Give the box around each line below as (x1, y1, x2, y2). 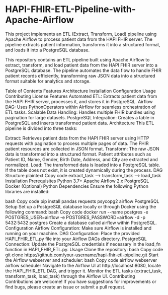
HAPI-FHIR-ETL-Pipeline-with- (5, 4, 136, 15)
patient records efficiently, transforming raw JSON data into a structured (5, 72, 155, 79)
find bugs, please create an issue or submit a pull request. (5, 283, 126, 290)
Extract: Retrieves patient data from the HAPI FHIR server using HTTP (5, 135, 149, 141)
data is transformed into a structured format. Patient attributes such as (5, 151, 151, 157)
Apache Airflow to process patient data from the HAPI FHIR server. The (5, 36, 152, 42)
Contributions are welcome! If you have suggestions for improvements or (5, 278, 157, 284)
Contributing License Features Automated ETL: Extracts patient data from (5, 93, 157, 99)
